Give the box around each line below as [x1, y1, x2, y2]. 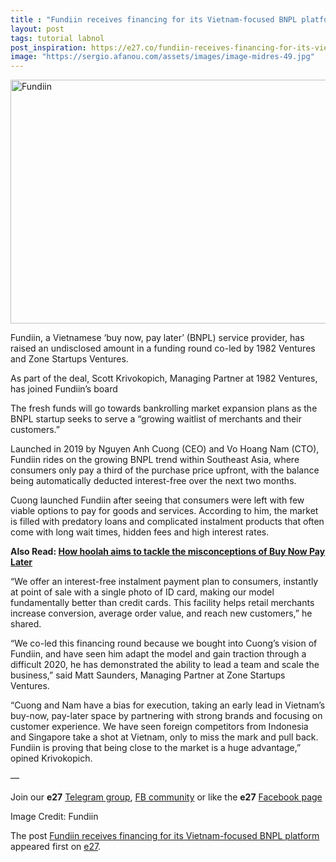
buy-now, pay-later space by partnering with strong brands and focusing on [10, 710, 323, 722]
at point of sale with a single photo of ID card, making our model [10, 586, 275, 598]
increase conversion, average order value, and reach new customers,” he [10, 607, 313, 620]
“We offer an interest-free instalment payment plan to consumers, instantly [10, 576, 319, 588]
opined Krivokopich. [10, 752, 93, 765]
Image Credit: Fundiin [10, 811, 99, 823]
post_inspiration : [10, 42, 87, 53]
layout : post [10, 24, 65, 34]
